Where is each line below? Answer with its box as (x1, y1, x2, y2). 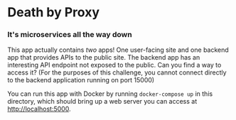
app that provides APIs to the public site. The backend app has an (7, 53, 200, 62)
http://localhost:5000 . (7, 104, 71, 114)
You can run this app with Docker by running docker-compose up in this (7, 89, 213, 98)
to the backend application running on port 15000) (7, 76, 155, 84)
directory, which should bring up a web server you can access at (7, 97, 198, 106)
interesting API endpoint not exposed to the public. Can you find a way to (7, 61, 222, 70)
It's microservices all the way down (7, 30, 133, 40)
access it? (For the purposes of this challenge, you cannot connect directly (7, 68, 227, 77)
